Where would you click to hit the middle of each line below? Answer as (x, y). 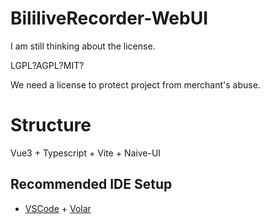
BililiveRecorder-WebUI (109, 18)
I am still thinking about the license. (83, 46)
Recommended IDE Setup (91, 184)
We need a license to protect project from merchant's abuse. (135, 84)
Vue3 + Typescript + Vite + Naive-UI (86, 153)
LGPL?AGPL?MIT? (47, 65)
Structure (51, 125)
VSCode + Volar (58, 208)
